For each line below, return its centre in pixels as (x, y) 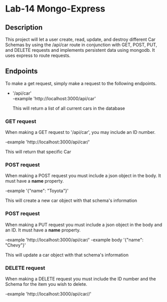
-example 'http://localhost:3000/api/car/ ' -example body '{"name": (74, 240)
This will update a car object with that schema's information (67, 255)
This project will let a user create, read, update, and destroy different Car (80, 39)
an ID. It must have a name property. (43, 230)
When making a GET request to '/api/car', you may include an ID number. (80, 132)
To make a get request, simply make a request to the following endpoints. (81, 83)
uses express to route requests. (38, 55)
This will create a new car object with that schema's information (71, 201)
